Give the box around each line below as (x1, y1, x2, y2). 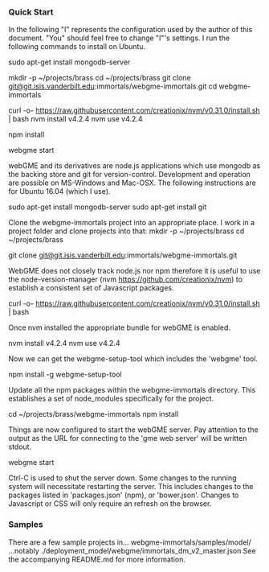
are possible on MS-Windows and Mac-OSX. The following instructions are (8, 178, 257, 187)
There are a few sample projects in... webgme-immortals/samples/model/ (8, 537, 251, 547)
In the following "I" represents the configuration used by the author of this (8, 25, 253, 35)
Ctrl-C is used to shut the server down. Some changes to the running (8, 473, 237, 483)
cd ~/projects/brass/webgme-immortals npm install (8, 409, 179, 419)
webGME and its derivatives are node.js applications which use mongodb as (8, 161, 261, 171)
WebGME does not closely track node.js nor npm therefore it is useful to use (8, 266, 261, 276)
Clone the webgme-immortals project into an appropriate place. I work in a (8, 218, 255, 228)
